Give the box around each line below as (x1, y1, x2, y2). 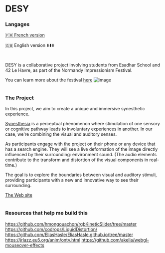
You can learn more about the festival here (5, 77, 93, 83)
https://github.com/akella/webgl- (81, 237, 150, 243)
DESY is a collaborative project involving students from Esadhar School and (5, 62, 161, 68)
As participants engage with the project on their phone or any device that (5, 141, 156, 147)
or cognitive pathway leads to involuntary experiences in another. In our (5, 126, 153, 132)
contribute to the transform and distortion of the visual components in (5, 157, 149, 163)
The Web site (5, 192, 32, 198)
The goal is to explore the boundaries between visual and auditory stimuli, (5, 172, 157, 178)
